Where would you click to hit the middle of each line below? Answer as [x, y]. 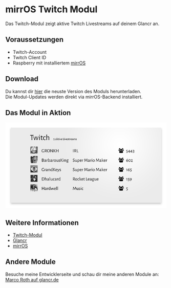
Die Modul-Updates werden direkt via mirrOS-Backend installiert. [74, 97]
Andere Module [30, 262]
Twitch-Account [30, 52]
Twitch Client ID [29, 57]
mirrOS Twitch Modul [51, 9]
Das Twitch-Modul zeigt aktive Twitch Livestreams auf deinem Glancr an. [82, 24]
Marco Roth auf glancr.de [32, 279]
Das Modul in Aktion [38, 113]
